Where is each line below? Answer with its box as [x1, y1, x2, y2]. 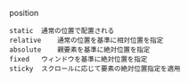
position [9, 8, 39, 18]
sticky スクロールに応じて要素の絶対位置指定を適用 [9, 64, 181, 73]
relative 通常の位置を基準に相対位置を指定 [9, 36, 164, 45]
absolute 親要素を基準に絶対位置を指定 [9, 45, 151, 54]
